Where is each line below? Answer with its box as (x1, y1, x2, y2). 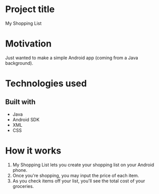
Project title (5, 4, 55, 15)
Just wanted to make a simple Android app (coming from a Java (5, 55, 138, 61)
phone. (12, 167, 28, 173)
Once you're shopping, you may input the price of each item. (12, 172, 139, 178)
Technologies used (5, 78, 87, 89)
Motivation (5, 38, 52, 50)
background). (5, 60, 34, 66)
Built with (5, 98, 36, 107)
